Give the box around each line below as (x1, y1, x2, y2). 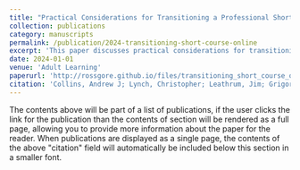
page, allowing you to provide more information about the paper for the (9, 123, 271, 134)
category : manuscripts (9, 30, 94, 38)
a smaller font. (9, 151, 62, 162)
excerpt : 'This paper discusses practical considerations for (9, 47, 246, 55)
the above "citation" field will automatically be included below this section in (9, 142, 289, 153)
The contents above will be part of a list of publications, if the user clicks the (9, 104, 290, 115)
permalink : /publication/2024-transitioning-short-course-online (9, 38, 257, 47)
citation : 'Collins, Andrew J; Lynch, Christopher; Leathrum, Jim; (9, 80, 266, 89)
